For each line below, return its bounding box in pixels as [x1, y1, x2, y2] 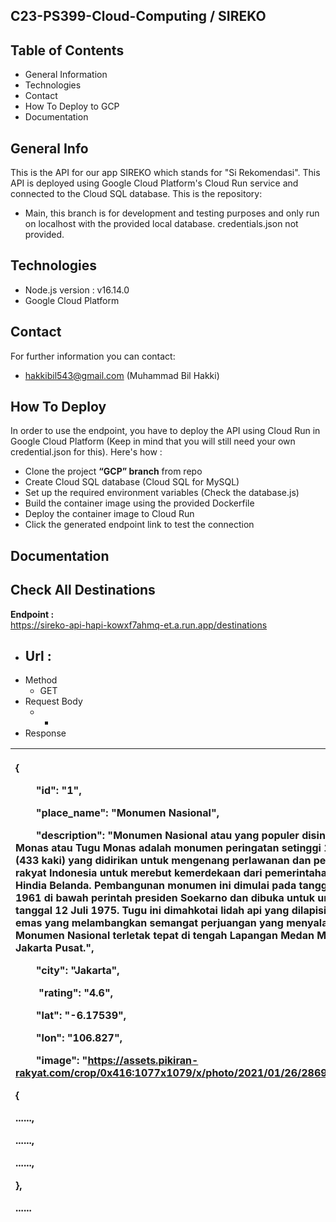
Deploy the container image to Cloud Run [24, 508, 195, 520]
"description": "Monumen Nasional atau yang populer [35, 829, 300, 843]
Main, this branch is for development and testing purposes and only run [24, 207, 320, 219]
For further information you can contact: [10, 350, 176, 362]
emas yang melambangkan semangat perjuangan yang [15, 916, 284, 930]
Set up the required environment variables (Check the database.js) [24, 487, 300, 499]
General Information [24, 69, 108, 81]
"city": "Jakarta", [35, 964, 120, 978]
